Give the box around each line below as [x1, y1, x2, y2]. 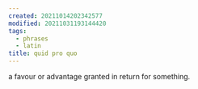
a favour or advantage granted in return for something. [8, 72, 191, 81]
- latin [15, 42, 42, 50]
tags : [8, 27, 27, 35]
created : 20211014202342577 [8, 11, 103, 20]
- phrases [15, 34, 48, 43]
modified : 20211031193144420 [8, 19, 107, 28]
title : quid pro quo [8, 49, 78, 57]
